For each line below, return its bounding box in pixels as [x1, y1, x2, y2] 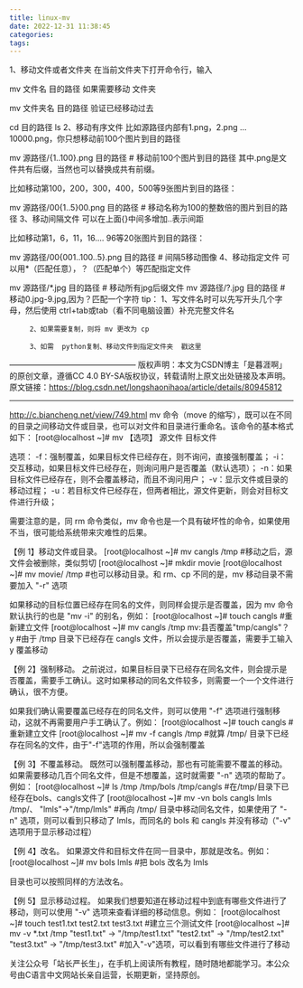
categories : [9, 30, 54, 39]
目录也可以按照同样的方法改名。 [9, 876, 128, 887]
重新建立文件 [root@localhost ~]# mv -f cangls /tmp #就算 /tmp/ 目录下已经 [9, 729, 289, 739]
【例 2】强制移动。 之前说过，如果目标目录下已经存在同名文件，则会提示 [9, 663, 280, 674]
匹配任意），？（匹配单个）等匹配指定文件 [37, 263, 192, 274]
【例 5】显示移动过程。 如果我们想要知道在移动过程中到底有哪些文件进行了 [9, 896, 288, 907]
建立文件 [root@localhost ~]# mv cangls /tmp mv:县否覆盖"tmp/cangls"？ [16, 622, 290, 633]
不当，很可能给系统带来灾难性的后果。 [9, 527, 151, 538]
